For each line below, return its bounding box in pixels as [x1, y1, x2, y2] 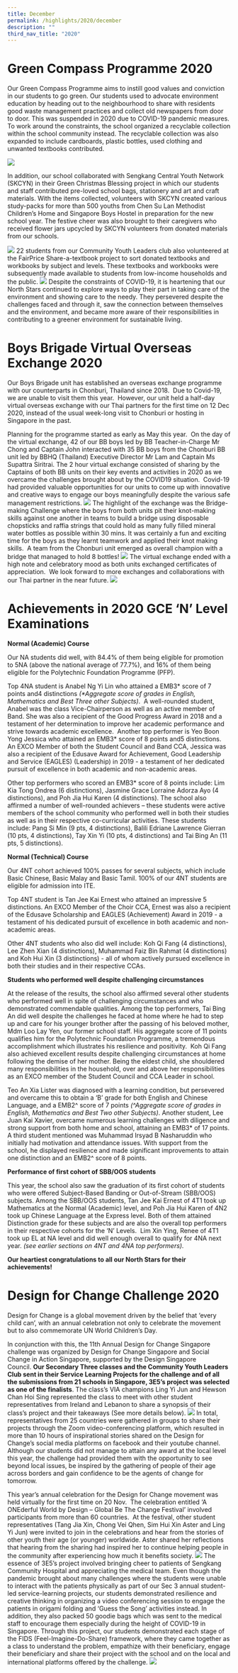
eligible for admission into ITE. [7, 881, 96, 890]
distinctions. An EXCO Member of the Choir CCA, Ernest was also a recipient [7, 902, 231, 912]
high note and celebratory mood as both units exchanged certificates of [7, 560, 217, 568]
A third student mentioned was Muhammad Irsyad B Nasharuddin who [7, 1131, 212, 1139]
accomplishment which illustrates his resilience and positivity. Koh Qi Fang [7, 1042, 227, 1051]
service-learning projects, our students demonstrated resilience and [18, 1589, 217, 1597]
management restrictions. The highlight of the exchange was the [7, 499, 205, 507]
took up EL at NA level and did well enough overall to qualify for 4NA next [7, 1234, 222, 1242]
